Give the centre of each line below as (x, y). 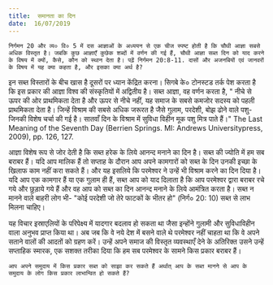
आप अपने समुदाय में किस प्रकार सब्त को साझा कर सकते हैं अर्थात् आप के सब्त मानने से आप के (128, 266)
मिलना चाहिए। (27, 207)
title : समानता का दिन (42, 16)
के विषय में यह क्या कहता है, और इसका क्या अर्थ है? (76, 67)
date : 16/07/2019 (39, 24)
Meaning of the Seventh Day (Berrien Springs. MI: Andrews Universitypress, (136, 127)
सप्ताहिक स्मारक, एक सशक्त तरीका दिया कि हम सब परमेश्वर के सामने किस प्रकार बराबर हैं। (125, 250)
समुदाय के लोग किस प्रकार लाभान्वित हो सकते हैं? (69, 273)
